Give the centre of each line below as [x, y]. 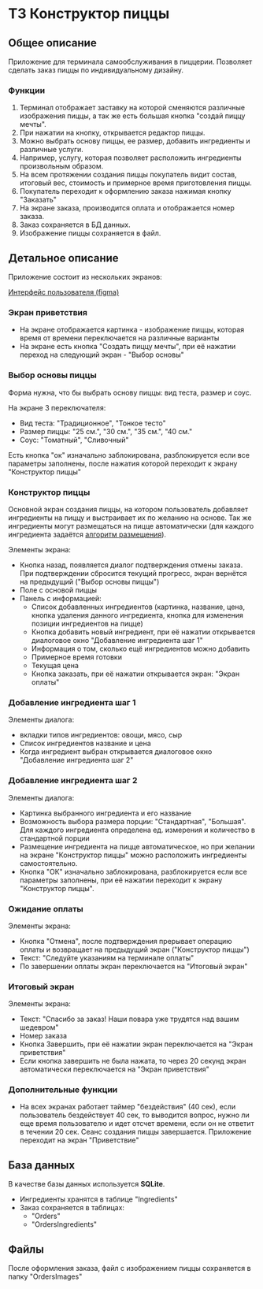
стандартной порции [55, 838]
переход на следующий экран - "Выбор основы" [102, 355]
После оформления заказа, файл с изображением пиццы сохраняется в [130, 1269]
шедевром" [39, 1027]
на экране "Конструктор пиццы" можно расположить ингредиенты [133, 855]
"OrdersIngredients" [64, 1224]
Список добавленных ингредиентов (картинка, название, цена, [138, 607]
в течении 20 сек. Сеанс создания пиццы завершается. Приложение [135, 1132]
